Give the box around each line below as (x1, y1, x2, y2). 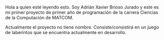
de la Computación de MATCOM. (5, 15, 74, 20)
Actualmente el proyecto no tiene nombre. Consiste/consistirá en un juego (5, 24, 159, 30)
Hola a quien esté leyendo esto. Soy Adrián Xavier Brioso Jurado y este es (5, 4, 159, 10)
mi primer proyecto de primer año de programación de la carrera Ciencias (5, 9, 158, 15)
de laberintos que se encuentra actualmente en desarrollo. (5, 30, 127, 35)
